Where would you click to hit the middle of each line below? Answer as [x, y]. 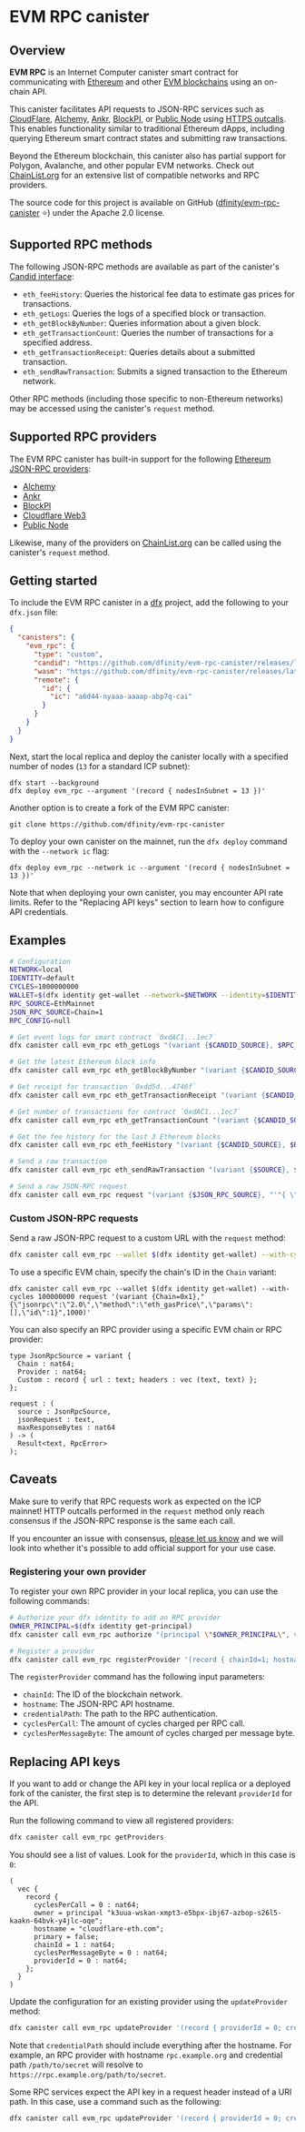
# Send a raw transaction [58, 1162]
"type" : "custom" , [68, 655]
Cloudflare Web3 [54, 515]
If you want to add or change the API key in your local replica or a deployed [150, 1784]
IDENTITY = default [42, 979]
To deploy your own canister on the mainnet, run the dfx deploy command [148, 841]
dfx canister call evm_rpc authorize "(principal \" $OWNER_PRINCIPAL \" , [150, 1635]
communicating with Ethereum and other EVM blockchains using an [136, 82]
